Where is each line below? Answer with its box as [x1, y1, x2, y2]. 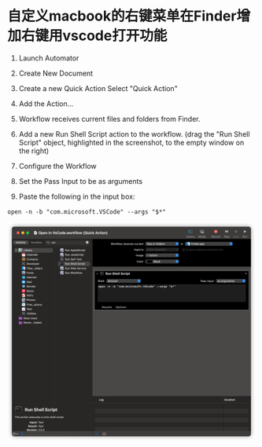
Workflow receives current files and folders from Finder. [18, 114, 201, 123]
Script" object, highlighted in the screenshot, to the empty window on [18, 137, 245, 147]
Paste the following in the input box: [18, 192, 135, 201]
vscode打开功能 [62, 27, 168, 45]
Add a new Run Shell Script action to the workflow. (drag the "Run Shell [18, 129, 250, 138]
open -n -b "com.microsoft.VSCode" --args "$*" [7, 207, 167, 216]
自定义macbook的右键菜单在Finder [7, 7, 237, 25]
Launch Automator [18, 53, 79, 63]
